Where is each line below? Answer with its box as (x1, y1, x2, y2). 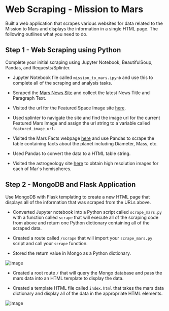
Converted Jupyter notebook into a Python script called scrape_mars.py (12, 209, 162, 215)
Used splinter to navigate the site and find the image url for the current (12, 114, 160, 121)
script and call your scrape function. (12, 240, 88, 246)
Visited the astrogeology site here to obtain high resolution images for (12, 160, 159, 166)
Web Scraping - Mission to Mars (5, 4, 144, 15)
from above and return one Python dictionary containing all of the (12, 219, 150, 226)
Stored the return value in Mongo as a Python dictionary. (12, 250, 131, 256)
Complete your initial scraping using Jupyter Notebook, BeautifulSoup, (5, 59, 153, 65)
